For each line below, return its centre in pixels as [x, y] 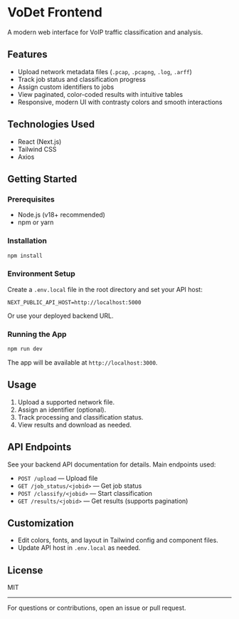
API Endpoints [39, 447]
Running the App [37, 334]
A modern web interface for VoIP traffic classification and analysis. [105, 32]
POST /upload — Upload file [58, 478]
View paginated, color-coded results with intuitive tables [100, 94]
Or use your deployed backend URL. [60, 316]
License [25, 570]
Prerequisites [31, 199]
